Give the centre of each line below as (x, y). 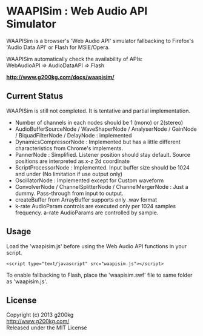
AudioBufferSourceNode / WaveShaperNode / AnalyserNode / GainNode (106, 129)
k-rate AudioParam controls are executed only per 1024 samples (95, 206)
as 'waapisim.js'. (27, 281)
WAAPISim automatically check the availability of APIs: (75, 59)
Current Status (35, 96)
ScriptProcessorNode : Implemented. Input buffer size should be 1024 (102, 167)
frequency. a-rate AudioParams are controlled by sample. (87, 212)
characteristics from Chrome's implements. (69, 148)
